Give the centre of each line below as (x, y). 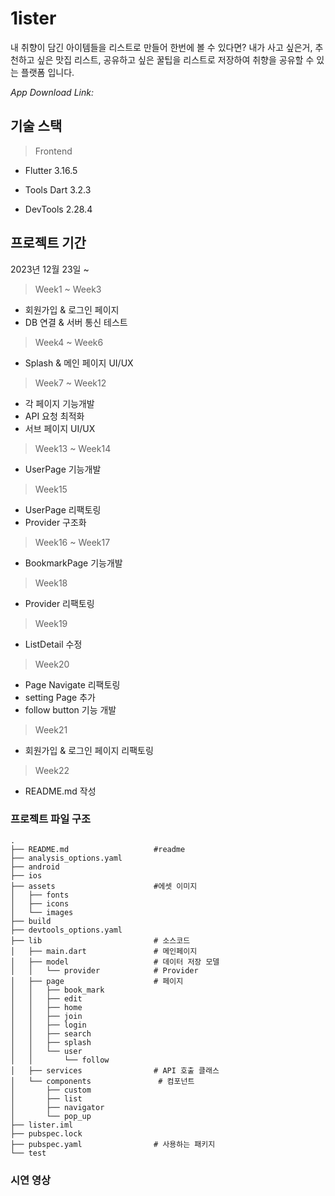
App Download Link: (52, 92)
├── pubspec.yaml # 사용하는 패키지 (113, 1144)
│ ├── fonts (40, 895)
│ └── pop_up (51, 1116)
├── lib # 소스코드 (100, 940)
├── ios (26, 875)
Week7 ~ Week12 (70, 383)
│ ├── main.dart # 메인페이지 (104, 951)
